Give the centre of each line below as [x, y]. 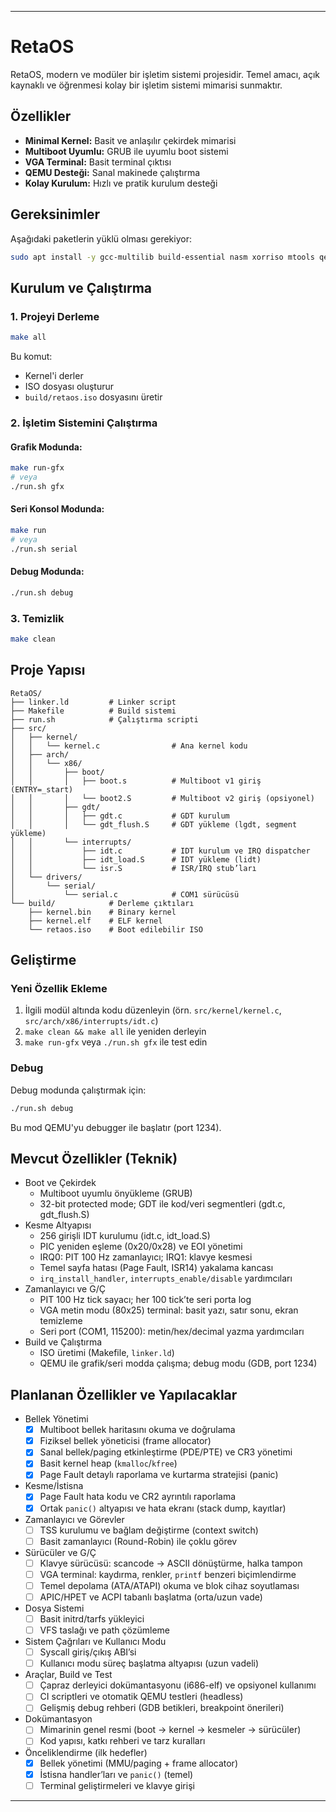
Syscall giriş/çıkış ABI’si [88, 1652]
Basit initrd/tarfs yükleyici [92, 1618]
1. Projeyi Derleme [55, 316]
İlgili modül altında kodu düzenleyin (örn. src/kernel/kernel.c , [153, 1010]
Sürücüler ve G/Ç [60, 1552]
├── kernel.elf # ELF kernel [95, 921]
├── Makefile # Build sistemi [93, 711]
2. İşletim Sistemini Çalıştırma [84, 423]
